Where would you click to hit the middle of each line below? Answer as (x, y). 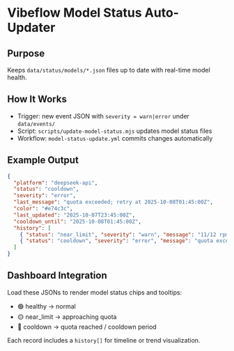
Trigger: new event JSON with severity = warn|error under (103, 116)
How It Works (37, 99)
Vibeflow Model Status (75, 13)
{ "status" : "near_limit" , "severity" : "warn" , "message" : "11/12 (118, 235)
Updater (31, 28)
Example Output (43, 161)
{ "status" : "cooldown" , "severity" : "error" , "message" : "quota (117, 241)
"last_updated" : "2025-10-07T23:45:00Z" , (75, 215)
